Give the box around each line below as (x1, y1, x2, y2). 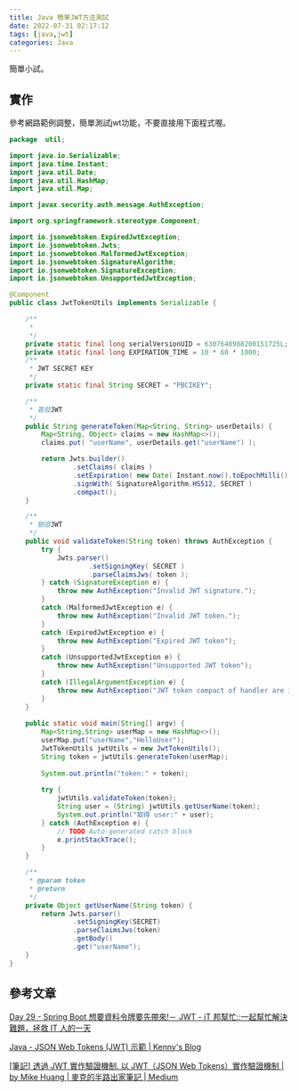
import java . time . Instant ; (9, 160, 109, 168)
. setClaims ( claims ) (72, 463, 153, 472)
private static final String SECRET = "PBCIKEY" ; (25, 381, 214, 390)
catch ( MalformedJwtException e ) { (41, 603, 174, 612)
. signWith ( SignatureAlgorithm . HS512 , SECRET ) (72, 479, 253, 488)
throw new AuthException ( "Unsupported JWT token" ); (56, 661, 253, 670)
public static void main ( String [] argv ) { (25, 719, 185, 728)
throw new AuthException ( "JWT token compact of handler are (56, 685, 285, 695)
